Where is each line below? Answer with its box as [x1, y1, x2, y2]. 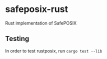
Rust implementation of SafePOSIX [5, 20, 76, 26]
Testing [5, 34, 29, 43]
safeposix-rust [5, 3, 68, 15]
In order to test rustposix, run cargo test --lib [5, 47, 102, 53]
